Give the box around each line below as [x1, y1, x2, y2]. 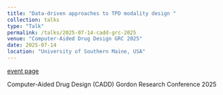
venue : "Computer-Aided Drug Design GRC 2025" [7, 36, 143, 42]
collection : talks [7, 16, 60, 23]
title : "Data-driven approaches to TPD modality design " [7, 10, 176, 17]
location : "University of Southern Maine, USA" [7, 49, 146, 55]
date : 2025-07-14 [7, 42, 57, 49]
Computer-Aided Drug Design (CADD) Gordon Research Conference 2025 [7, 80, 217, 88]
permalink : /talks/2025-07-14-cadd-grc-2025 [7, 29, 137, 36]
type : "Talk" [7, 23, 45, 29]
